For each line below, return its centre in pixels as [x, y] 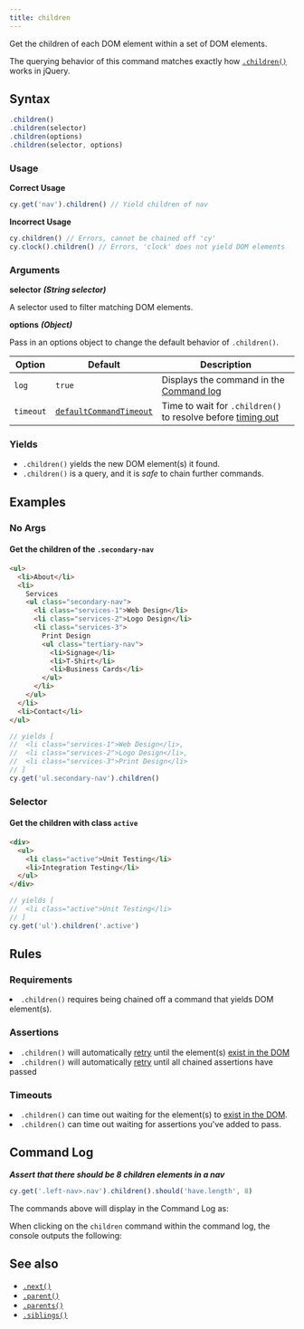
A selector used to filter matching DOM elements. [101, 308]
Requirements [41, 980]
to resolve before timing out [220, 417]
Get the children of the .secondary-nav [82, 549]
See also [34, 1264]
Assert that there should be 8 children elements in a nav [117, 1174]
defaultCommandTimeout [104, 412]
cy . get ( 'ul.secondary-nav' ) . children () [85, 778]
